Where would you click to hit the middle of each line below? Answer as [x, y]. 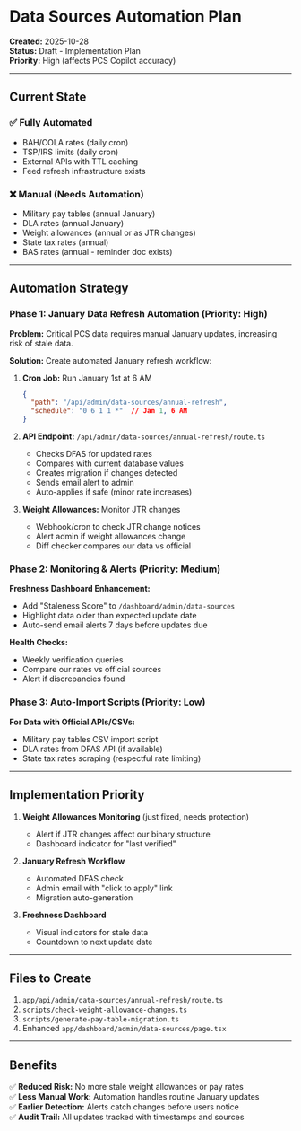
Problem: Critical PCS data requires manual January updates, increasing [143, 333]
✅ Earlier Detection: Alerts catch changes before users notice [125, 1107]
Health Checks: [39, 643]
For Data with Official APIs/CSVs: [73, 722]
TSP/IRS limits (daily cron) [70, 152]
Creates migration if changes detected [107, 473]
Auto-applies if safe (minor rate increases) [114, 492]
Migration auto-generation [84, 897]
